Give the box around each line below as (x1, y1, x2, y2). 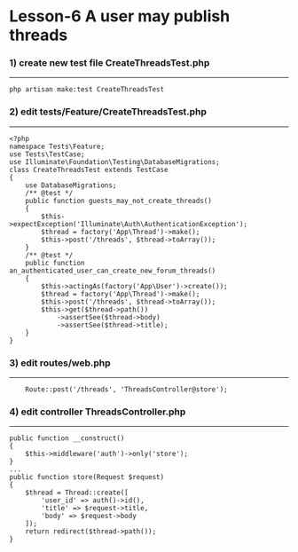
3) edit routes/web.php (9, 357, 111, 369)
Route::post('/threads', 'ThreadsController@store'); (25, 385, 228, 394)
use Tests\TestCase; (9, 149, 86, 159)
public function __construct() (9, 434, 125, 443)
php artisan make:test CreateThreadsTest (9, 85, 165, 94)
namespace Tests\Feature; (9, 142, 105, 151)
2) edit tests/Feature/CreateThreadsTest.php (9, 106, 207, 118)
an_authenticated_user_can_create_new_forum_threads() (9, 266, 216, 275)
